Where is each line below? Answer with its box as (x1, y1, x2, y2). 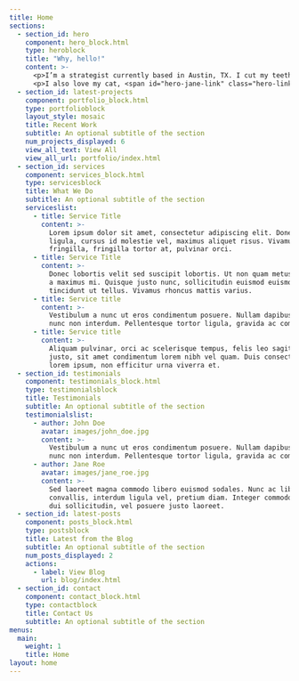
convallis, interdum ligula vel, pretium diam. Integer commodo (48, 493, 293, 502)
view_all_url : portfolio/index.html (25, 153, 162, 163)
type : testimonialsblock (25, 385, 117, 394)
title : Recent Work (25, 121, 98, 130)
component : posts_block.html (25, 518, 133, 527)
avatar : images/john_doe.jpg (41, 426, 149, 436)
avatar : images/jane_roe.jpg (41, 468, 149, 477)
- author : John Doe (32, 418, 105, 427)
